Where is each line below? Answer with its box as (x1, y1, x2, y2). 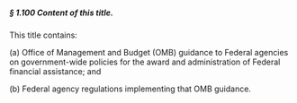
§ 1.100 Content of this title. (9, 7, 114, 18)
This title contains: (9, 30, 78, 40)
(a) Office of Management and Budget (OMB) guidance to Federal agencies (9, 47, 289, 57)
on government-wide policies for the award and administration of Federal (9, 56, 281, 67)
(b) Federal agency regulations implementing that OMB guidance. (9, 83, 252, 94)
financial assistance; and (9, 65, 102, 76)
